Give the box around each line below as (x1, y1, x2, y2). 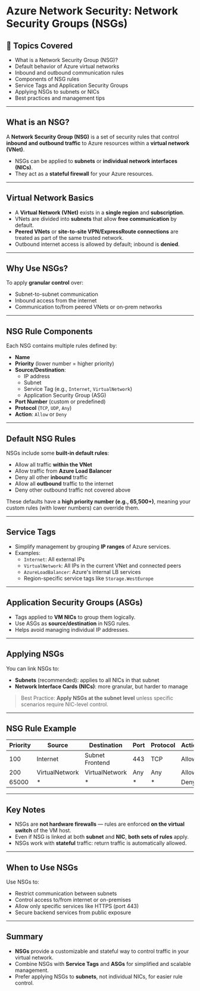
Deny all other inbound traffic (14, 474, 88, 481)
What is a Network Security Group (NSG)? (14, 57, 118, 63)
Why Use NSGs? (6, 264, 68, 274)
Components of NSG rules (14, 76, 80, 82)
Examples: (14, 549, 40, 556)
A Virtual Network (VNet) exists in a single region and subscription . (14, 209, 185, 216)
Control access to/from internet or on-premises (14, 896, 132, 903)
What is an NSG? (6, 118, 70, 128)
